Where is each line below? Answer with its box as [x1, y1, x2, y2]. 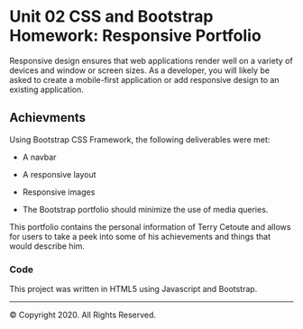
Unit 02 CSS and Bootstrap [9, 6, 214, 27]
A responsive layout [22, 169, 96, 179]
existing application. [9, 84, 84, 95]
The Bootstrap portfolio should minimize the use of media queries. [22, 204, 269, 215]
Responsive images [22, 187, 96, 197]
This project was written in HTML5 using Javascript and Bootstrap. [9, 284, 258, 295]
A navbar [22, 151, 57, 162]
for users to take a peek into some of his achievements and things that [9, 231, 271, 242]
